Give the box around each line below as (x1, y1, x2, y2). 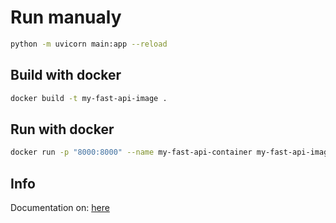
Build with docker (10, 67, 122, 84)
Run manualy (10, 6, 122, 29)
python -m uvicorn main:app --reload (10, 39, 168, 49)
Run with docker (10, 121, 115, 138)
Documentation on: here (10, 202, 110, 213)
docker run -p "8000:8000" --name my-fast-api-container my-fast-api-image (10, 147, 333, 158)
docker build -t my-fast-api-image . (10, 93, 168, 103)
